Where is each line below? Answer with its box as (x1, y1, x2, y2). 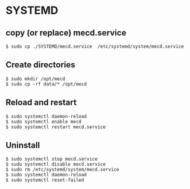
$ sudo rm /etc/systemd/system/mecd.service (5, 167, 119, 173)
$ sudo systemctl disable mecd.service (5, 161, 106, 167)
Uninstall (5, 140, 40, 150)
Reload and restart (5, 98, 77, 108)
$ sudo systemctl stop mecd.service (5, 156, 98, 163)
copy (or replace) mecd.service (5, 28, 127, 38)
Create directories (5, 60, 76, 70)
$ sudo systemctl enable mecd (5, 119, 82, 125)
